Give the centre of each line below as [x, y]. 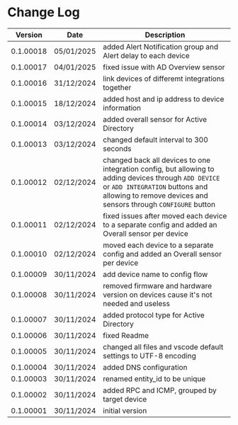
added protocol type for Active [154, 314]
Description [165, 35]
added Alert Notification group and [160, 47]
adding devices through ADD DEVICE [161, 178]
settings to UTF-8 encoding [149, 356]
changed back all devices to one [157, 160]
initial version [125, 410]
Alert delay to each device [146, 55]
